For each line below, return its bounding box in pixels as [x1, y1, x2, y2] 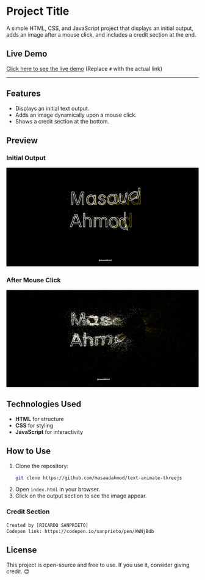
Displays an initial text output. [15, 105, 90, 112]
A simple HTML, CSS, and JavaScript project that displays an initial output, [6, 24, 194, 32]
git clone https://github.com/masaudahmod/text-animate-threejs [15, 475, 182, 481]
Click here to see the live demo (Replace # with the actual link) [6, 65, 163, 72]
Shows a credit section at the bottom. [15, 117, 110, 125]
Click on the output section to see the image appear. [15, 492, 147, 499]
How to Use [6, 446, 51, 457]
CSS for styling [15, 422, 54, 429]
